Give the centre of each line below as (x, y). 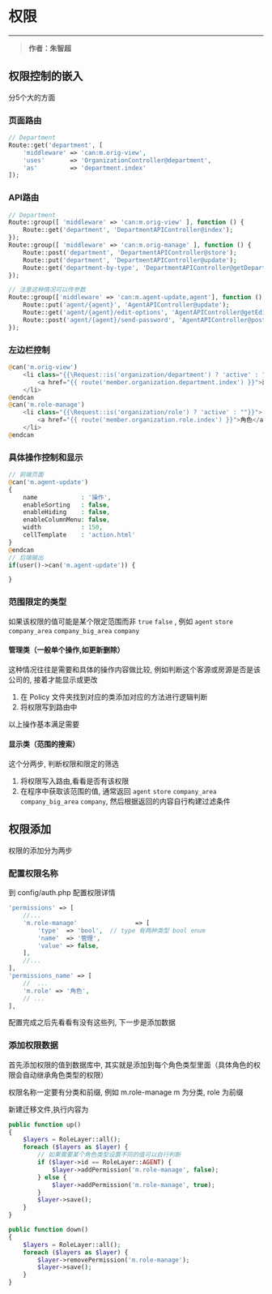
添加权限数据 (34, 1045)
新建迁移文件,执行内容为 (49, 1109)
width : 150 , (63, 528)
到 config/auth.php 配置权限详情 (62, 893)
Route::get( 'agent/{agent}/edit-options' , (96, 313)
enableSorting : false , (67, 505)
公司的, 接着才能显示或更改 (53, 679)
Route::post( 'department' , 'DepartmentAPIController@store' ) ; (130, 252)
